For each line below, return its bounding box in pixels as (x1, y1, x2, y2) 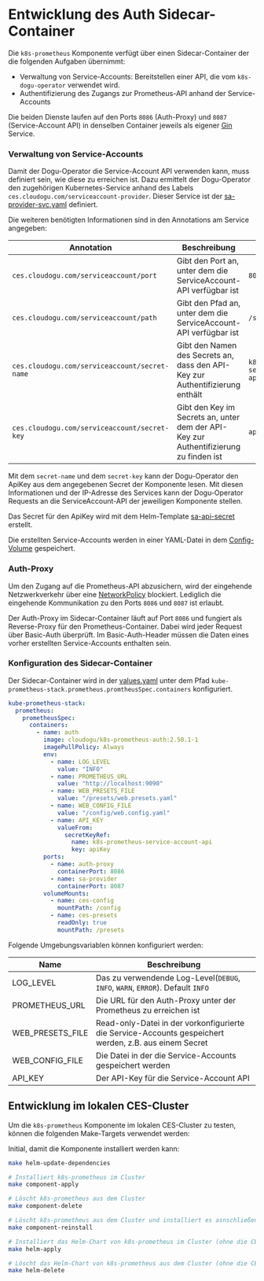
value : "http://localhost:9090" (57, 780, 163, 788)
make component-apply (8, 1180, 79, 1189)
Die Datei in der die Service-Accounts (95, 1050, 236, 1061)
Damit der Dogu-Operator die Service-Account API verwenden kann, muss (8, 167, 250, 176)
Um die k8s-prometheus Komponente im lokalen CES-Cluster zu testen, (8, 1120, 236, 1130)
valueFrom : (57, 824, 93, 832)
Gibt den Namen (176, 340, 237, 351)
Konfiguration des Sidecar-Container (8, 658, 153, 669)
